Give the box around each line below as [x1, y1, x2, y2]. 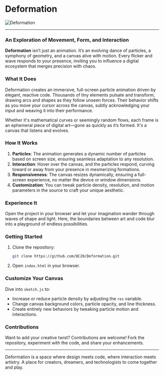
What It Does [5, 75, 37, 82]
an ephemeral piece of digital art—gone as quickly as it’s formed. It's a [5, 122, 147, 128]
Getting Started [5, 233, 42, 240]
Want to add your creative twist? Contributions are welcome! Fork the [5, 334, 145, 340]
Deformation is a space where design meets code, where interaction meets [5, 354, 156, 360]
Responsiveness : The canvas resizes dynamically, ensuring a [12, 172, 137, 177]
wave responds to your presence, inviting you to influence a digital [5, 58, 139, 64]
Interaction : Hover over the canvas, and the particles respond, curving [12, 161, 155, 167]
